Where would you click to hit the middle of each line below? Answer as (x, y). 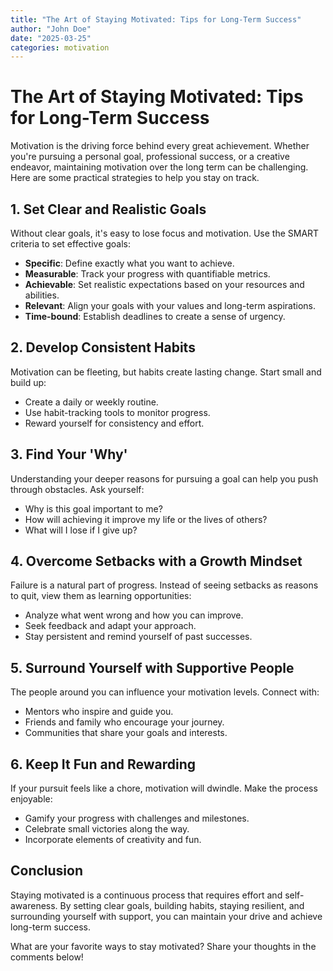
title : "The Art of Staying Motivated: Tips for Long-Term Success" (156, 19)
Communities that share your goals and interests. (126, 733)
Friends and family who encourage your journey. (124, 722)
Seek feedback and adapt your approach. (110, 626)
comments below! (47, 957)
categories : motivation (60, 47)
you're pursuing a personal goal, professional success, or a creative (150, 157)
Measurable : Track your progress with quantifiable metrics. (147, 274)
